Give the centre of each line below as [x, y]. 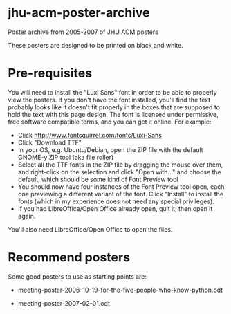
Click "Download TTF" [50, 142]
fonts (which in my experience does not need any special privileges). [116, 201]
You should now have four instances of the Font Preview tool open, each [121, 186]
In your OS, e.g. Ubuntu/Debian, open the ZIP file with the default [110, 149]
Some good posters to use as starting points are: [77, 276]
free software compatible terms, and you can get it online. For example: [110, 122]
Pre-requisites [50, 73]
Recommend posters [69, 258]
